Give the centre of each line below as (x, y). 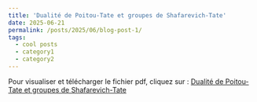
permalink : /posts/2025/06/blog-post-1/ (75, 30)
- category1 (35, 52)
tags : (17, 37)
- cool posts (37, 45)
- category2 (35, 60)
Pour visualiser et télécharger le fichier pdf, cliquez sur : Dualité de (116, 81)
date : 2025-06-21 (37, 23)
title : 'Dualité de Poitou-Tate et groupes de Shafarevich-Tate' (117, 15)
